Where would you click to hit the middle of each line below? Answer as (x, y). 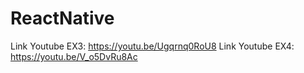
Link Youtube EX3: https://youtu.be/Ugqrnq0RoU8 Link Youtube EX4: (152, 46)
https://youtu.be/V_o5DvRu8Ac (74, 56)
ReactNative (62, 18)
